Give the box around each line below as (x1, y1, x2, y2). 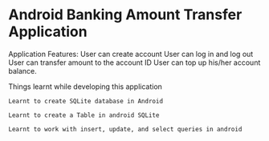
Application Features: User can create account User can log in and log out (8, 49, 254, 58)
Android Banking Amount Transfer (8, 6, 243, 24)
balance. (8, 66, 38, 75)
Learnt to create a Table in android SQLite (8, 111, 160, 119)
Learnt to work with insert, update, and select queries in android (8, 125, 243, 133)
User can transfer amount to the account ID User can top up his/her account (8, 58, 261, 67)
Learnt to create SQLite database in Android (8, 97, 163, 105)
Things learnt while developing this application (8, 82, 163, 91)
